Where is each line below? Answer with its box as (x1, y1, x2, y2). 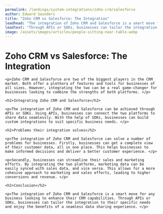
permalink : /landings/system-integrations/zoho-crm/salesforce (5, 7, 136, 12)
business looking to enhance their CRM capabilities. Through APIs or (5, 196, 151, 200)
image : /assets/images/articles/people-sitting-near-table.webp (5, 30, 138, 34)
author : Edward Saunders (5, 12, 55, 16)
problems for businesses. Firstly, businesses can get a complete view (5, 140, 153, 146)
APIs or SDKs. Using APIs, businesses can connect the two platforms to (5, 111, 155, 115)
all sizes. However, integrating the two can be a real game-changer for (5, 85, 158, 90)
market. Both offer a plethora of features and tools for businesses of (5, 81, 155, 86)
